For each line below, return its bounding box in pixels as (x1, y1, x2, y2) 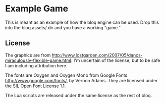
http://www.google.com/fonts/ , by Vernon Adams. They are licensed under (5, 77, 158, 83)
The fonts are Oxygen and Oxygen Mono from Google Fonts (5, 72, 128, 78)
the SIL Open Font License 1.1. (5, 83, 66, 89)
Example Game (5, 3, 68, 14)
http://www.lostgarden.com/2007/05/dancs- (52, 52, 143, 58)
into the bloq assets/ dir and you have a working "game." (5, 24, 121, 30)
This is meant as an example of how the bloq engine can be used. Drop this (5, 19, 159, 25)
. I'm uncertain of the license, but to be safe (71, 57, 160, 63)
